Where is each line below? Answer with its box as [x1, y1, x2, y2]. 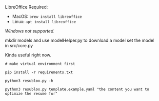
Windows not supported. [5, 28, 55, 34]
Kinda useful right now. [5, 52, 52, 58]
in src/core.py [5, 43, 33, 48]
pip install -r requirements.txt [5, 70, 73, 75]
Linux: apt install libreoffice [12, 19, 76, 24]
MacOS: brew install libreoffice [12, 14, 82, 19]
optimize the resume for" [5, 91, 58, 96]
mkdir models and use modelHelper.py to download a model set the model [5, 37, 155, 43]
